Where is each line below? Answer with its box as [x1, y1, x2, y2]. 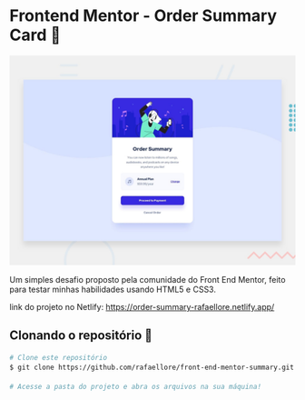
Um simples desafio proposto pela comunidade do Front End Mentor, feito [9, 275, 286, 285]
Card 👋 [9, 25, 62, 45]
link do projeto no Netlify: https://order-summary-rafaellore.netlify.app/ [9, 302, 275, 313]
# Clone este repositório [9, 353, 107, 362]
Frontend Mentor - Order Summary [9, 5, 278, 26]
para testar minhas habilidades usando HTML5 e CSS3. [9, 284, 216, 295]
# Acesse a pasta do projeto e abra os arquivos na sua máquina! [9, 382, 261, 391]
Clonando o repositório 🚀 [9, 328, 152, 344]
